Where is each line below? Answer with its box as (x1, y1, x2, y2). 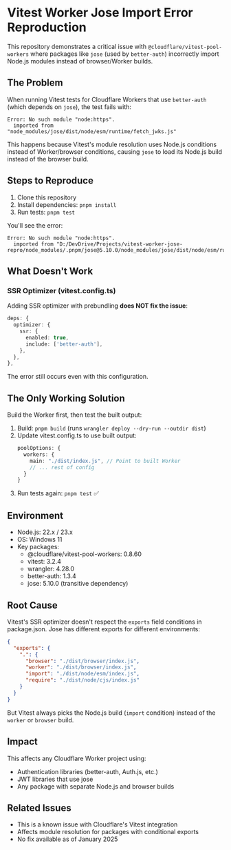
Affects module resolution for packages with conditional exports (16, 828, 199, 836)
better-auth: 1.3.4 (27, 572, 77, 580)
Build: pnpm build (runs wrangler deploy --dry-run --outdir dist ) (16, 424, 206, 433)
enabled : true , (25, 334, 69, 341)
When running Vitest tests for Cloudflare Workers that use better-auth (7, 95, 207, 103)
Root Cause (7, 599, 58, 611)
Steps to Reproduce (7, 175, 94, 187)
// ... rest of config (30, 464, 95, 471)
